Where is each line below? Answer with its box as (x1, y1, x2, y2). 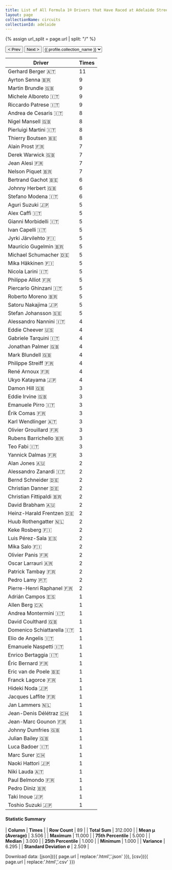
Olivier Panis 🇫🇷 (8, 551, 49, 559)
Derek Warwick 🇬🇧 (8, 151, 55, 159)
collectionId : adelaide (5, 22, 56, 27)
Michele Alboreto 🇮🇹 (8, 93, 60, 100)
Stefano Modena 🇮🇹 (8, 193, 58, 200)
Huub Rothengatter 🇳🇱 (8, 518, 64, 525)
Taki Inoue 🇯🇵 (8, 793, 44, 800)
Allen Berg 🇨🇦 (8, 601, 44, 608)
